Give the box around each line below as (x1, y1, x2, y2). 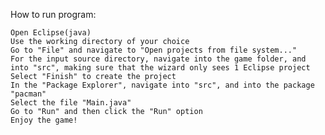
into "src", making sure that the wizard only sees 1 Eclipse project (10, 63, 311, 73)
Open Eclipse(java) (10, 28, 92, 38)
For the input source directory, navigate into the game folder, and (10, 54, 307, 64)
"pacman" (10, 89, 47, 99)
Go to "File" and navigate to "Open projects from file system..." (10, 45, 298, 55)
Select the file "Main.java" (10, 98, 132, 108)
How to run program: (10, 9, 97, 20)
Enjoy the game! (10, 115, 78, 125)
